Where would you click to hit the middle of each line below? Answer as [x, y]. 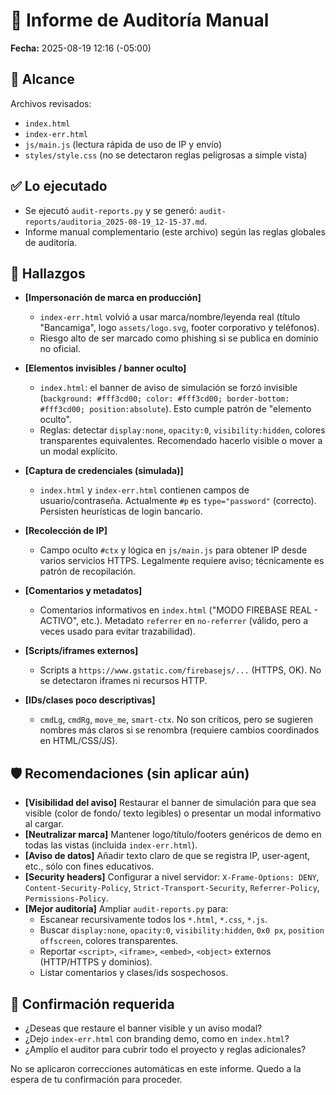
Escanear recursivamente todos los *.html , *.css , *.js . [153, 920]
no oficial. [60, 349]
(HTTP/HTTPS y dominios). [96, 962]
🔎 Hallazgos [48, 273]
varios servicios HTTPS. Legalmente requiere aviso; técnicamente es [182, 561]
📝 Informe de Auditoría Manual [140, 20]
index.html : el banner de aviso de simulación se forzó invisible [168, 388]
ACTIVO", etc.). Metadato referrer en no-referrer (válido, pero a [174, 621]
